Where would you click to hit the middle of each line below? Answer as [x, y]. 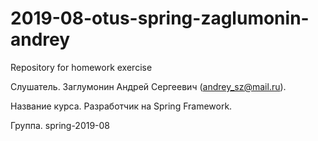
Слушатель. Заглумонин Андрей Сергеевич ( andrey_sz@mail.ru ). [148, 86]
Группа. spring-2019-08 [60, 125]
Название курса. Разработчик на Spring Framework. [121, 106]
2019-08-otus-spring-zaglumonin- [160, 18]
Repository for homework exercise [81, 67]
